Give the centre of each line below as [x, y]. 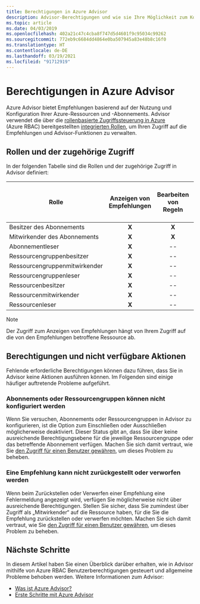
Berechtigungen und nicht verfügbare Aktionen [96, 356]
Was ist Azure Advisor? [43, 588]
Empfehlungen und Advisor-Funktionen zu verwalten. [71, 133]
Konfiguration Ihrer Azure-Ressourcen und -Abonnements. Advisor [88, 114]
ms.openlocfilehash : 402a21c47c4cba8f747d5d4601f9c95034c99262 [86, 34]
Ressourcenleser [33, 305]
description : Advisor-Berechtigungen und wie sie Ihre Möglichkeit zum [97, 17]
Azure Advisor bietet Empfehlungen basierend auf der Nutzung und [89, 107]
